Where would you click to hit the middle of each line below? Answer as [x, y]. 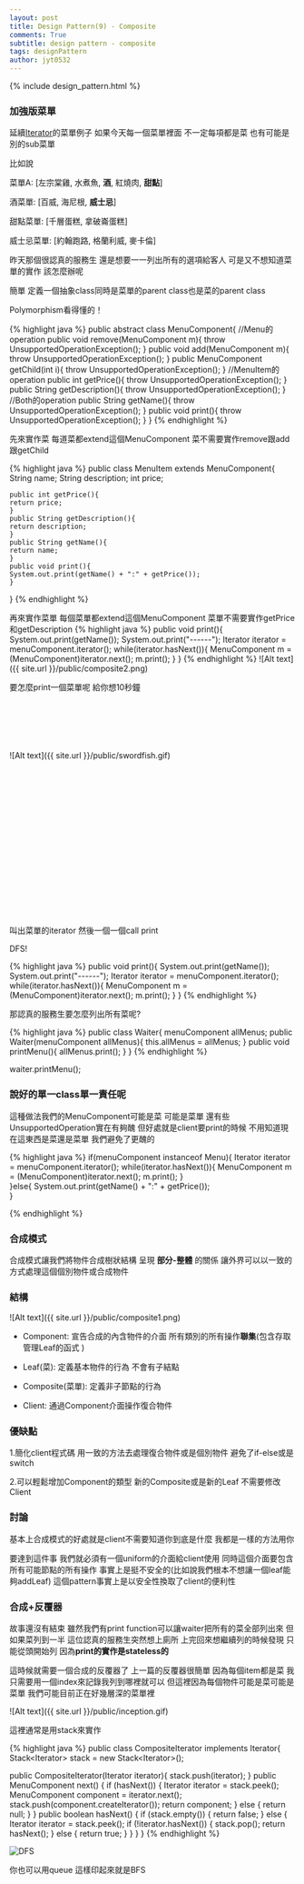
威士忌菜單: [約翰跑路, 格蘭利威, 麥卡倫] [83, 241]
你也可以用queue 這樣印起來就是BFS [78, 1870]
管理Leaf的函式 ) [54, 1348]
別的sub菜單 [33, 144]
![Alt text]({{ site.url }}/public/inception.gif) [89, 1711]
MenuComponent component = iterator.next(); [96, 1795]
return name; [34, 551]
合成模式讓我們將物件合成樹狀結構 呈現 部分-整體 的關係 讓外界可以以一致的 [151, 1259]
